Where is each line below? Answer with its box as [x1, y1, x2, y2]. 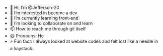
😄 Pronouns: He [9, 33, 44, 39]
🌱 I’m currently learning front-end [9, 15, 79, 21]
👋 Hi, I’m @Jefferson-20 [9, 5, 60, 10]
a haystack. [9, 46, 34, 51]
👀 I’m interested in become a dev [9, 10, 78, 16]
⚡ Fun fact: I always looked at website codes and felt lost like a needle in [9, 38, 158, 44]
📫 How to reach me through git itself [9, 26, 86, 31]
